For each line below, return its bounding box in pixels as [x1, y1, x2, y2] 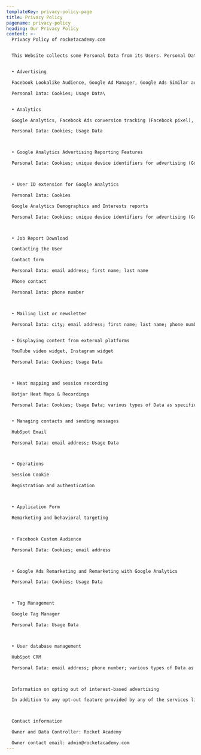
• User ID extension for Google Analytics [11, 182, 119, 188]
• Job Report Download [11, 235, 68, 241]
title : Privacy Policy [6, 14, 63, 20]
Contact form [11, 257, 44, 263]
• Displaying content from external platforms [11, 337, 130, 343]
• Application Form [11, 504, 60, 510]
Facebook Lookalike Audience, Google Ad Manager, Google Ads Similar [11, 79, 188, 86]
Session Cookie [11, 472, 50, 478]
